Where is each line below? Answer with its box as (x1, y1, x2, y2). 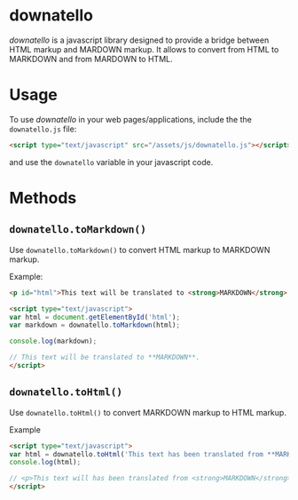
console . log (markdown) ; (9, 337, 98, 346)
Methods (9, 187, 77, 208)
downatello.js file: (9, 123, 77, 134)
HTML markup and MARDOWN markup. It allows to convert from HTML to (9, 44, 279, 54)
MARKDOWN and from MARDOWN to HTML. (9, 53, 173, 64)
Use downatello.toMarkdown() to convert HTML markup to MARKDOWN (9, 244, 271, 255)
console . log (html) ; (9, 458, 82, 467)
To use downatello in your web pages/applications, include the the (9, 114, 253, 124)
